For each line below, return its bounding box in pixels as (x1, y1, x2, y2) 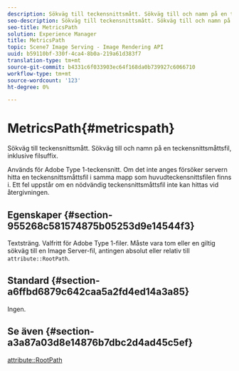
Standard (7, 275, 50, 287)
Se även (7, 325, 44, 337)
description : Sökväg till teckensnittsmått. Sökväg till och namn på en (7, 10, 228, 18)
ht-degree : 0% (7, 83, 50, 91)
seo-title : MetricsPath (7, 24, 78, 31)
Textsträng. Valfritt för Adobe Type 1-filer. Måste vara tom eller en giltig (7, 239, 216, 247)
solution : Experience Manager (7, 30, 97, 38)
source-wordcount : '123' (7, 76, 81, 84)
